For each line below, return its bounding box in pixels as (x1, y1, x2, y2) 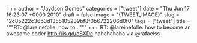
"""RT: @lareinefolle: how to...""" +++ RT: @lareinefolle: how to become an (6, 24, 191, 31)
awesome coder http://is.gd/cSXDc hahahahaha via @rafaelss (6, 30, 160, 37)
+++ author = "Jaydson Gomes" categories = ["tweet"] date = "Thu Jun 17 (6, 5, 190, 12)
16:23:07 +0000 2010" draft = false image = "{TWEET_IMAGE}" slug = (6, 11, 180, 18)
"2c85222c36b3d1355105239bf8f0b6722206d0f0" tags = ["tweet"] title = (6, 18, 191, 24)
